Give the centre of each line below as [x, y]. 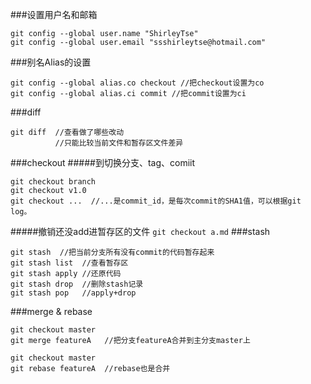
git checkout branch [53, 182]
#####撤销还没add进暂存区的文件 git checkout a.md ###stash [140, 231]
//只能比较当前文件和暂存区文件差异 [119, 143]
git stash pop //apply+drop [73, 293]
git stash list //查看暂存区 [69, 263]
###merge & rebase [51, 311]
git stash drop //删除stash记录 [77, 284]
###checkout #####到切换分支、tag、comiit [103, 162]
